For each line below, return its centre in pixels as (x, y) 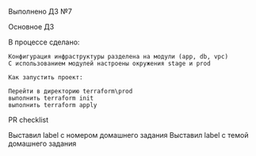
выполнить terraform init (51, 98)
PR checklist (29, 120)
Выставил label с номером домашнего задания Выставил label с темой (128, 135)
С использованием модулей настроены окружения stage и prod (110, 63)
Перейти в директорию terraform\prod (71, 91)
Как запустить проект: (46, 78)
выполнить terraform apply (53, 105)
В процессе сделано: (44, 42)
